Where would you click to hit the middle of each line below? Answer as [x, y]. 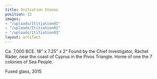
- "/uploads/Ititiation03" [33, 33]
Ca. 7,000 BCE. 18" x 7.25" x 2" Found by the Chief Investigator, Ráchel [77, 51]
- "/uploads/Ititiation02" [33, 28]
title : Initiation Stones [31, 10]
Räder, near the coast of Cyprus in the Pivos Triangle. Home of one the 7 [79, 56]
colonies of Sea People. [29, 62]
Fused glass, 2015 [23, 71]
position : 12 [18, 14]
